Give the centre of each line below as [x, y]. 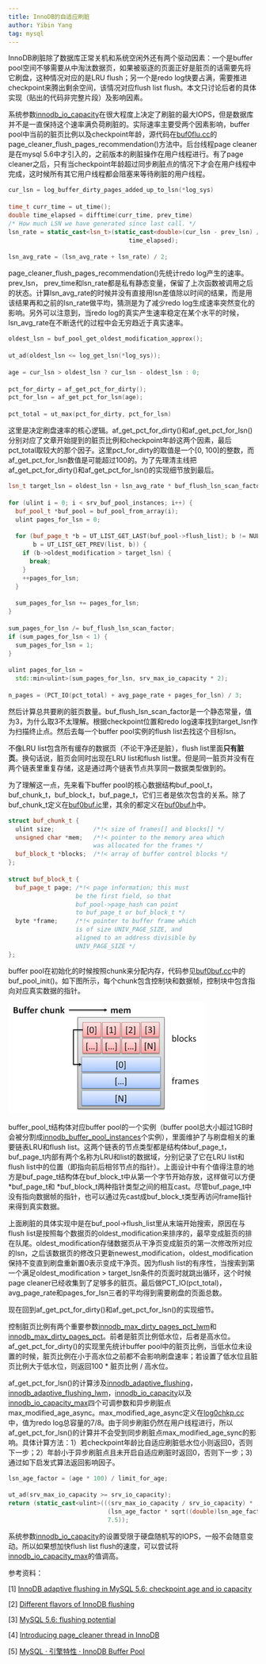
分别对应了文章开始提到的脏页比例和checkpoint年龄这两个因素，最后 [120, 440]
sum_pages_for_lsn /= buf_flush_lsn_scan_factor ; [92, 628]
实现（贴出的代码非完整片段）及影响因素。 [78, 98]
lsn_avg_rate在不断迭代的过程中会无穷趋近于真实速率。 [98, 323]
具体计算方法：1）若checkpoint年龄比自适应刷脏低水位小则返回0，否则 [137, 1442]
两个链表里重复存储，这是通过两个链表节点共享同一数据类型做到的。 [119, 768]
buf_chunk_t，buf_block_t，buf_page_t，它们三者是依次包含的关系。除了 [127, 794]
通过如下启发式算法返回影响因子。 [64, 1462]
